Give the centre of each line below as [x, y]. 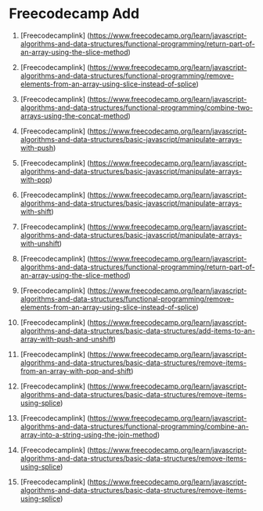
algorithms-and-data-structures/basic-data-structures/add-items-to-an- [137, 330]
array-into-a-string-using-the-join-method [89, 434]
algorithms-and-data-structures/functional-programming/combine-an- [134, 426]
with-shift [36, 211]
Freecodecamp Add [74, 14]
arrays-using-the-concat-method [74, 115]
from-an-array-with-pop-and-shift [76, 370]
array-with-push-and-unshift [67, 339]
